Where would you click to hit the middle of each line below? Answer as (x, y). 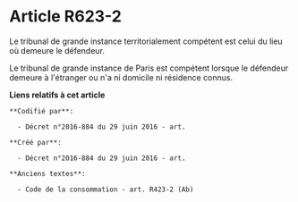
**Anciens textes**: (48, 173)
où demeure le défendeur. (57, 50)
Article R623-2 (66, 17)
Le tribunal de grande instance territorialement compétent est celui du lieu (146, 41)
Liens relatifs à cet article (57, 95)
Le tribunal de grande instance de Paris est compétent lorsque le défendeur (149, 68)
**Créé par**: (36, 142)
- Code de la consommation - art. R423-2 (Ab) (106, 189)
